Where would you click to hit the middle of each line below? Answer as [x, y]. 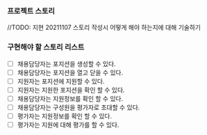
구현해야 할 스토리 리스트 [46, 47]
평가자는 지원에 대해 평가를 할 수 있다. [68, 125]
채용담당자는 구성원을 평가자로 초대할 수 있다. [78, 107]
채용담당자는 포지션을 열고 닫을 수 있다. [70, 72]
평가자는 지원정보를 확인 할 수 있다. [65, 116]
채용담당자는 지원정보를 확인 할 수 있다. [70, 98]
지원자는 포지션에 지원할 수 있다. [61, 81]
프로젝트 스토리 [31, 10]
